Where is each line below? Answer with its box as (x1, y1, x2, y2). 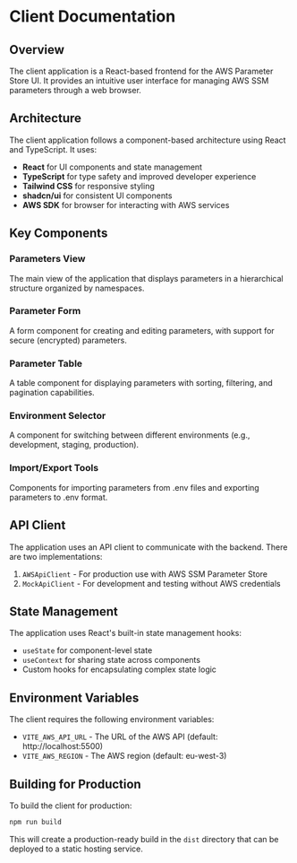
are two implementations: (9, 551, 103, 562)
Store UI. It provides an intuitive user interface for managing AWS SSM (9, 75, 269, 86)
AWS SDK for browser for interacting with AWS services (21, 199, 230, 210)
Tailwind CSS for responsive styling (21, 180, 155, 191)
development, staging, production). (9, 440, 140, 450)
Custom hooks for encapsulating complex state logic (21, 664, 217, 675)
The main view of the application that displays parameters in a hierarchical (9, 273, 284, 283)
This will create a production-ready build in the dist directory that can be (9, 833, 279, 844)
